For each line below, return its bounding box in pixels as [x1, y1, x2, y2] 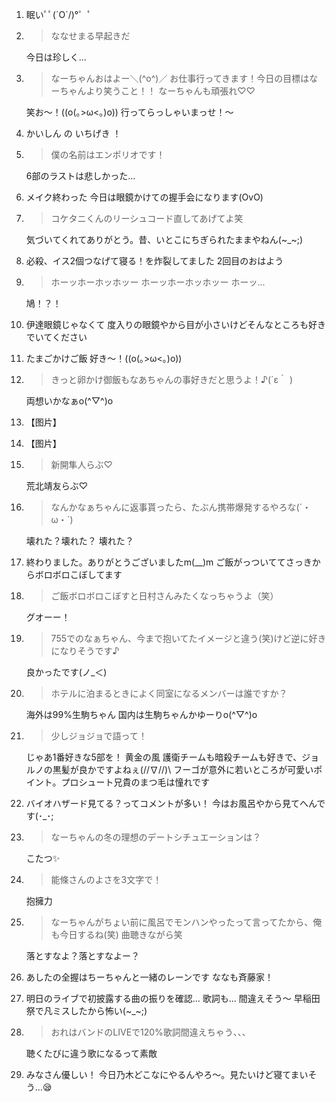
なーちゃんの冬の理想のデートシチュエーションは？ [50, 831, 262, 843]
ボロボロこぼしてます [34, 569, 123, 580]
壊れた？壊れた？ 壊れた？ [25, 535, 134, 547]
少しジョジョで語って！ [50, 730, 148, 742]
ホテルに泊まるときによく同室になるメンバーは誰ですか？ [50, 688, 288, 699]
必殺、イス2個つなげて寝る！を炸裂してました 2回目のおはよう [25, 255, 284, 267]
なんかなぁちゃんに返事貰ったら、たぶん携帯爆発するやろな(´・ [50, 501, 312, 513]
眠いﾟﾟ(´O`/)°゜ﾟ [25, 9, 93, 20]
